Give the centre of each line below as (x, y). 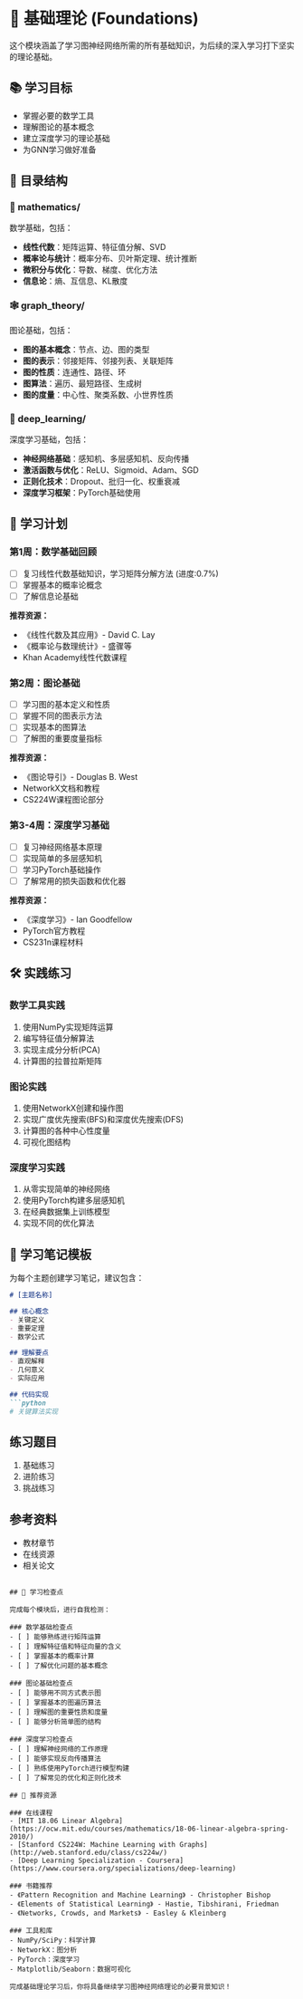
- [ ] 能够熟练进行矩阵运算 (55, 1637)
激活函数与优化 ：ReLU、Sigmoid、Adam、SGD (110, 470)
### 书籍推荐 (31, 1886)
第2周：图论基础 (45, 683)
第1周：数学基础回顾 (53, 552)
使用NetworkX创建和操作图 (73, 1108)
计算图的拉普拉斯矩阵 (62, 1061)
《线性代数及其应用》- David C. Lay (89, 634)
